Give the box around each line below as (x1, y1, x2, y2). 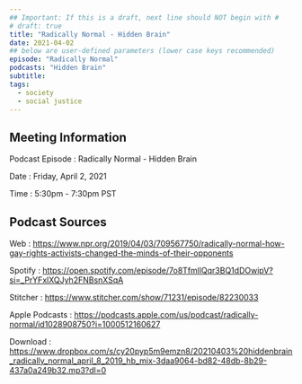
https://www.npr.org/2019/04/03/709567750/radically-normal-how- (32, 239, 285, 249)
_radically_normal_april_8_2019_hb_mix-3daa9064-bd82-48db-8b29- (9, 355, 268, 366)
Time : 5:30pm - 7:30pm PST (9, 188, 117, 199)
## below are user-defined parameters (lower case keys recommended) (9, 47, 276, 56)
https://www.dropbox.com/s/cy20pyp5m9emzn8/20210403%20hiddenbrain (9, 346, 293, 356)
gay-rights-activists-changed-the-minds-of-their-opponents (9, 248, 234, 258)
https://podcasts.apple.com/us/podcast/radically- (74, 310, 259, 319)
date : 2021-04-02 (9, 38, 75, 48)
